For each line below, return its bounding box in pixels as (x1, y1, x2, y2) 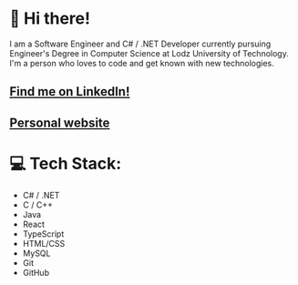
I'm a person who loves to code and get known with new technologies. (9, 57, 275, 68)
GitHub (22, 267, 50, 278)
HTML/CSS (22, 238, 66, 249)
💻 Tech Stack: (9, 153, 122, 174)
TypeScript (22, 228, 65, 239)
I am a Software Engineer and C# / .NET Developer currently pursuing (9, 38, 272, 49)
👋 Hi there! (9, 8, 91, 29)
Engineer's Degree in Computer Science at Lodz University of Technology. (9, 47, 289, 58)
